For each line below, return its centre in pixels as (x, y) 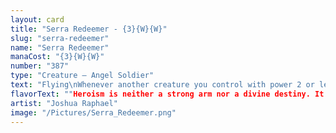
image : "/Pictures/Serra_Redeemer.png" (93, 112)
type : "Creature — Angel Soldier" (82, 76)
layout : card (37, 19)
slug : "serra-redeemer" (60, 38)
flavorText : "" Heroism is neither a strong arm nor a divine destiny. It (167, 94)
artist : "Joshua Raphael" (64, 103)
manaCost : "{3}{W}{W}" (57, 57)
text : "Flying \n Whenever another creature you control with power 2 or (162, 85)
